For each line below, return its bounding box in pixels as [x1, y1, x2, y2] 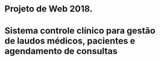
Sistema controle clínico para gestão [4, 25, 156, 37]
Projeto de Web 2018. [4, 3, 93, 14]
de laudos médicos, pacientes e [4, 36, 136, 47]
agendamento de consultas [4, 46, 118, 57]
